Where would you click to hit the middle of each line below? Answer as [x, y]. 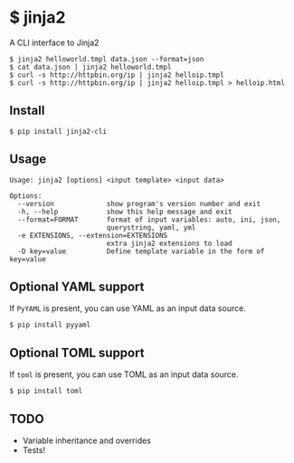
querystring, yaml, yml [151, 227]
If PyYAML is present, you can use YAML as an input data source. [128, 308]
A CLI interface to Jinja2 [54, 43]
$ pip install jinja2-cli [58, 131]
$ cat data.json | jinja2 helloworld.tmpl [90, 67]
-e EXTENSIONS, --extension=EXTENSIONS [93, 235]
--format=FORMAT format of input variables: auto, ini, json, [149, 220]
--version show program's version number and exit [139, 203]
